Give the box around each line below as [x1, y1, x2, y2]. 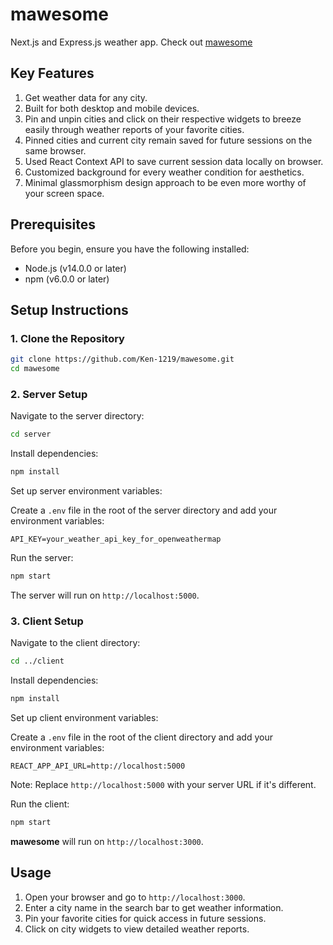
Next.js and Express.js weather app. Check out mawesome [10, 36, 253, 48]
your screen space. [24, 187, 105, 199]
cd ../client [10, 656, 65, 667]
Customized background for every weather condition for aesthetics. [24, 166, 305, 178]
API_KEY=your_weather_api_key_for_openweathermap [10, 534, 222, 545]
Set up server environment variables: [10, 485, 163, 497]
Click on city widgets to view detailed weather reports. [24, 923, 250, 935]
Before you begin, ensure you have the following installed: [10, 243, 250, 255]
